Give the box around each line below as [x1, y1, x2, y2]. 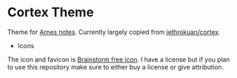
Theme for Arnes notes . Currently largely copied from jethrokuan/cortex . [7, 28, 221, 36]
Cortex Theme [7, 4, 94, 21]
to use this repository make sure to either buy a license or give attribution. [7, 62, 224, 71]
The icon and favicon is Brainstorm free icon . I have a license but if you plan [7, 55, 230, 64]
